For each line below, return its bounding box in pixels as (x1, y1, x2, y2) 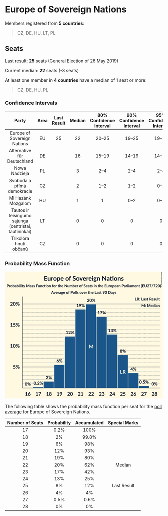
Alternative (9, 148, 31, 154)
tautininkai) (8, 229, 32, 235)
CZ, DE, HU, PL (17, 87, 49, 93)
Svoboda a (9, 177, 31, 183)
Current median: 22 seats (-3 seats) (5, 67, 79, 73)
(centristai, (9, 223, 31, 229)
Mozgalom (9, 200, 31, 206)
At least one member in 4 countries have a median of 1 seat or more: (5, 77, 147, 83)
